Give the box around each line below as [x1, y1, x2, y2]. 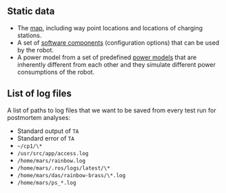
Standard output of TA [17, 127, 79, 135]
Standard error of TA [17, 134, 74, 142]
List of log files [7, 88, 72, 99]
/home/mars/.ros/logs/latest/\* [17, 165, 110, 172]
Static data [7, 6, 55, 17]
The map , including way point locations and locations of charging [17, 23, 203, 32]
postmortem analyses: [7, 113, 71, 121]
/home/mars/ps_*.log [17, 179, 76, 186]
